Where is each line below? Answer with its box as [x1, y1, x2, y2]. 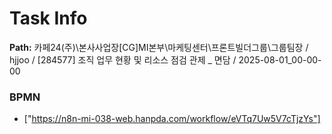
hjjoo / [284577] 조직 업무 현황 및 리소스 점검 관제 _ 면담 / [9, 53, 237, 66]
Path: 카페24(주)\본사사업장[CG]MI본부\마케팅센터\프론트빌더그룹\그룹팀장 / [9, 41, 309, 53]
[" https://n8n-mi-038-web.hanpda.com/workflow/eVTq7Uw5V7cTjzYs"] [23, 113, 321, 125]
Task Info [9, 7, 88, 30]
